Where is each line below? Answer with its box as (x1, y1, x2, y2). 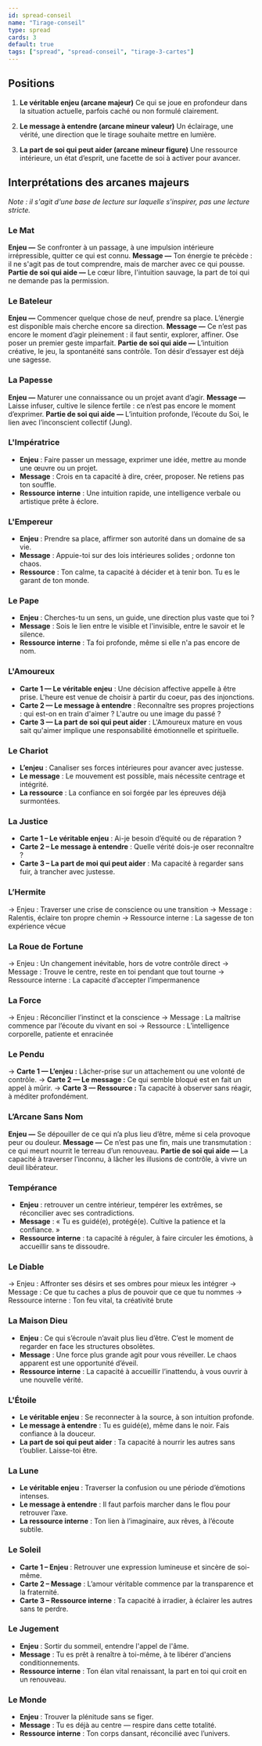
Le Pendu (8, 1049, 45, 1060)
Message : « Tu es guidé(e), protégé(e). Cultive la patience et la (19, 1217, 226, 1227)
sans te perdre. (19, 1604, 69, 1613)
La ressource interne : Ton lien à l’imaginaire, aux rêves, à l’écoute (19, 1516, 235, 1526)
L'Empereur (8, 516, 53, 527)
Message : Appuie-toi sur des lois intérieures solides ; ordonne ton (19, 551, 235, 560)
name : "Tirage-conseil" (8, 19, 86, 27)
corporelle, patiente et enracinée (8, 1030, 113, 1039)
